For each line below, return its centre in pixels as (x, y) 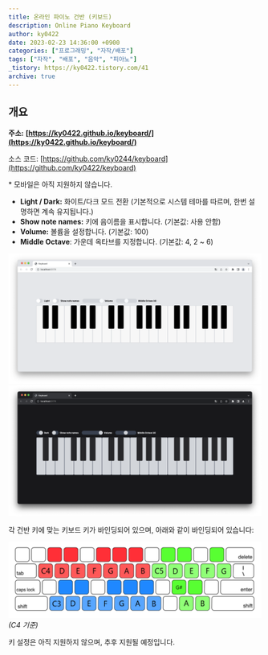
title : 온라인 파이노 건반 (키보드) (60, 17)
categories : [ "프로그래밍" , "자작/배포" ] (71, 51)
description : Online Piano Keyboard (69, 25)
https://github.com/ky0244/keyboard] (106, 159)
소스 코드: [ (26, 159)
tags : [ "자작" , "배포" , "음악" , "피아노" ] (73, 60)
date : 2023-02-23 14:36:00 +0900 (64, 43)
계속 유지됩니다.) (67, 211)
